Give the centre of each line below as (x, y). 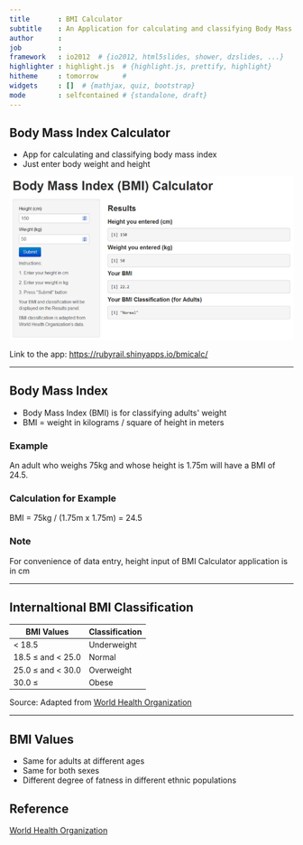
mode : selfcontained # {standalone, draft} (108, 95)
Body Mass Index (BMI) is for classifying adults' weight (124, 413)
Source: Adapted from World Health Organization (101, 702)
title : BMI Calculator (66, 19)
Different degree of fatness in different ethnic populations (129, 780)
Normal (102, 657)
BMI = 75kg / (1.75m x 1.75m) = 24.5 (76, 518)
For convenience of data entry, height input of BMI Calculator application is (149, 561)
